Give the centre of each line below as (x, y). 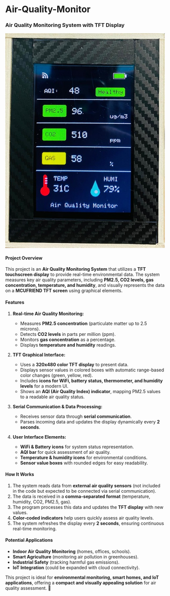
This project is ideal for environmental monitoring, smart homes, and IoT (82, 577)
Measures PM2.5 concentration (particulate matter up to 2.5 (83, 323)
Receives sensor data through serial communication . (76, 416)
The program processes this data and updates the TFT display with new (88, 507)
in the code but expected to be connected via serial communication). (84, 491)
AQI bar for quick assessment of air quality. (65, 452)
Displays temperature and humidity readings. (68, 345)
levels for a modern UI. (44, 386)
